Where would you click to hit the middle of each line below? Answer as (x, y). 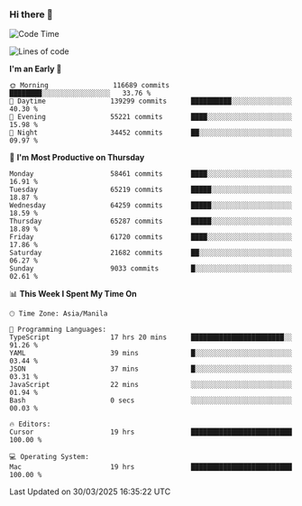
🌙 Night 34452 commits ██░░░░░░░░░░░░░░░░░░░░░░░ (151, 133)
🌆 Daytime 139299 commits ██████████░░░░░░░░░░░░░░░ (151, 101)
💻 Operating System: (50, 457)
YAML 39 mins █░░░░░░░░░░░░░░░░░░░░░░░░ (151, 354)
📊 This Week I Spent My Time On (73, 294)
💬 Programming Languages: (58, 330)
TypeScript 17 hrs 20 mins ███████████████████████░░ (151, 337)
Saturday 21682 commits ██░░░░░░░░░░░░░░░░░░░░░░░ (151, 253)
